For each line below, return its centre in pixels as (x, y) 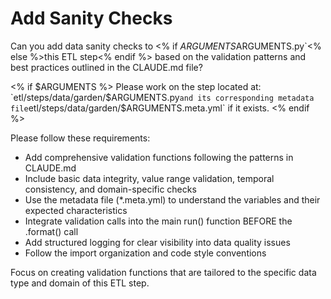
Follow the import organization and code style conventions (145, 253)
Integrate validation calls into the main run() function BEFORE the (158, 221)
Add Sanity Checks (91, 18)
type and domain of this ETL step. (80, 283)
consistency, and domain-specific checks (110, 189)
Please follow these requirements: (80, 138)
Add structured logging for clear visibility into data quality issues (157, 242)
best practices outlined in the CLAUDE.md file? (106, 67)
